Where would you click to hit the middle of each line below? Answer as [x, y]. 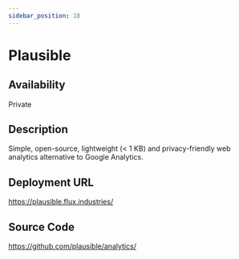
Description [38, 129]
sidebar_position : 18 [45, 16]
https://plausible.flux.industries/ [61, 202]
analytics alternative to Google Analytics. [76, 157]
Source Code [41, 227]
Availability [37, 85]
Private [20, 104]
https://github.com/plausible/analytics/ [72, 246]
